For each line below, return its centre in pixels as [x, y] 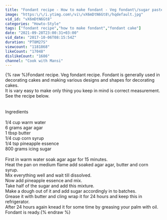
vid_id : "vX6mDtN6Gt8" [29, 19]
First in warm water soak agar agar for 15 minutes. [56, 159]
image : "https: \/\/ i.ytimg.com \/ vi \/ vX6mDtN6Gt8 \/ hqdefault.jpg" [74, 14]
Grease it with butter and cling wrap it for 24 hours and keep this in [74, 197]
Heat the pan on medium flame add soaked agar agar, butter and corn [77, 165]
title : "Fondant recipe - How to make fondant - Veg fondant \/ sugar [78, 10]
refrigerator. [17, 202]
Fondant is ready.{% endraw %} [38, 213]
